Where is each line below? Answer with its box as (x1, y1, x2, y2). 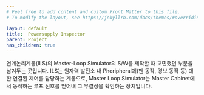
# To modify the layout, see (6, 15, 80, 21)
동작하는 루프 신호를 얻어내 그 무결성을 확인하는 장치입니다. (12, 82, 152, 90)
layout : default (6, 25, 47, 31)
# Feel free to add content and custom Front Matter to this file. (6, 8, 181, 15)
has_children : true (6, 42, 56, 48)
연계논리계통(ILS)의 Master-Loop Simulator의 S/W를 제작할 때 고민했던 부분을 (6, 60, 193, 67)
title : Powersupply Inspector (6, 31, 86, 37)
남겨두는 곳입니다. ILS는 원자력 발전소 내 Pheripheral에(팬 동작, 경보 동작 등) (6, 67, 188, 74)
